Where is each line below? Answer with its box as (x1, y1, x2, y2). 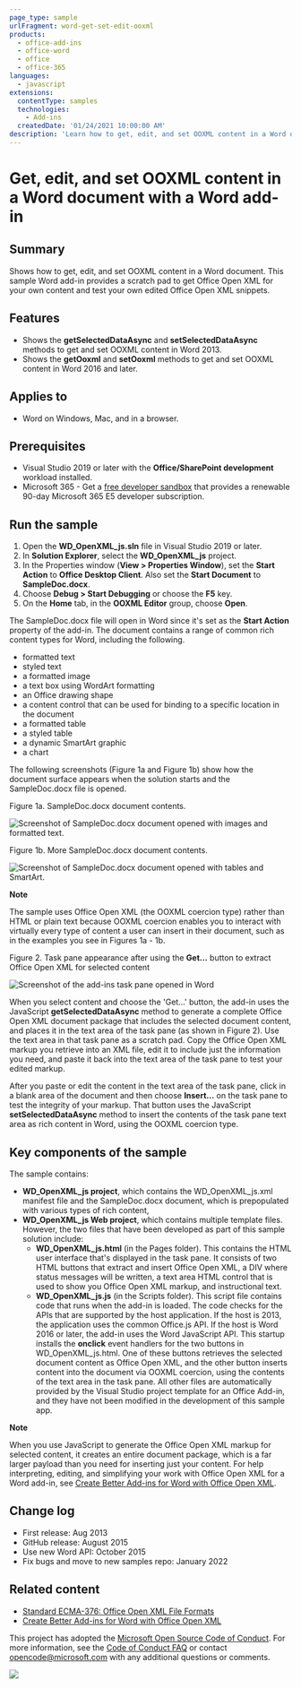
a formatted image (21, 671, 91, 682)
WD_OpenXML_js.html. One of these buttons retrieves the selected (35, 1348, 283, 1358)
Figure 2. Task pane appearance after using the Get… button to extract (9, 952, 271, 963)
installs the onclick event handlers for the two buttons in (35, 1338, 245, 1348)
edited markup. (9, 1064, 65, 1074)
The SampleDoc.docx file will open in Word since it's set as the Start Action (9, 616, 289, 626)
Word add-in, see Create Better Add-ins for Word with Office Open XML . (9, 1477, 277, 1488)
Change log (9, 1503, 75, 1519)
